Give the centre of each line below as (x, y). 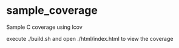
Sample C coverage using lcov (45, 27)
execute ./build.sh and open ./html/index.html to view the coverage (90, 38)
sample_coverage (52, 10)
